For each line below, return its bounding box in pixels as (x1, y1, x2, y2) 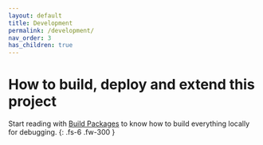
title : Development (8, 19, 73, 27)
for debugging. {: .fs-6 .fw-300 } (8, 127, 116, 137)
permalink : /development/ (8, 26, 94, 34)
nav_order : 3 (8, 33, 52, 42)
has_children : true (8, 41, 73, 49)
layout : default (8, 11, 62, 20)
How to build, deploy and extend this (8, 76, 255, 94)
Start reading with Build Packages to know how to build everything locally (8, 119, 250, 128)
